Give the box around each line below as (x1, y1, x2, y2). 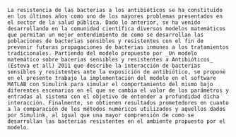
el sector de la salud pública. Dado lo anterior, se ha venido (7, 19, 201, 26)
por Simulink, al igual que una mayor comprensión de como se (7, 112, 194, 119)
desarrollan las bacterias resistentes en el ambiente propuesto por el (7, 118, 226, 125)
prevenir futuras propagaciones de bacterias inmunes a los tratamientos (7, 44, 230, 51)
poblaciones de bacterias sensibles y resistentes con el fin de (7, 37, 203, 44)
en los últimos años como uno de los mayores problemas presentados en (7, 13, 223, 20)
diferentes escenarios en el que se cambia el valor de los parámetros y (7, 87, 230, 94)
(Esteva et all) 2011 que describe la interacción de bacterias (7, 62, 201, 69)
